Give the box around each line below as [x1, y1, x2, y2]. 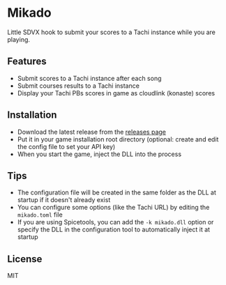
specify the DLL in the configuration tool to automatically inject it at [17, 225, 211, 234]
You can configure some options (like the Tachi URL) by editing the [17, 203, 210, 212]
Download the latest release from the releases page [17, 128, 166, 136]
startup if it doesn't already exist [17, 196, 111, 204]
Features [7, 56, 47, 68]
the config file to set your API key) [17, 142, 116, 151]
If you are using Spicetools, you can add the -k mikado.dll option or [17, 218, 214, 226]
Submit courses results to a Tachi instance [17, 82, 140, 90]
